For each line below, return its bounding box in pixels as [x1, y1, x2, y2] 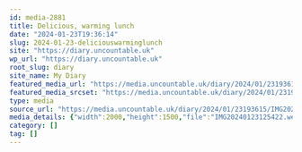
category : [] [9, 122, 58, 131]
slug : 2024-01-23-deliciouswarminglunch [9, 38, 164, 47]
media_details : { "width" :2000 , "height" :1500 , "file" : [9, 113, 211, 122]
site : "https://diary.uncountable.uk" [9, 46, 155, 55]
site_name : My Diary [9, 72, 87, 80]
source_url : [9, 105, 54, 114]
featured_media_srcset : [9, 88, 99, 97]
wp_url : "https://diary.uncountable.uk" [9, 55, 164, 63]
